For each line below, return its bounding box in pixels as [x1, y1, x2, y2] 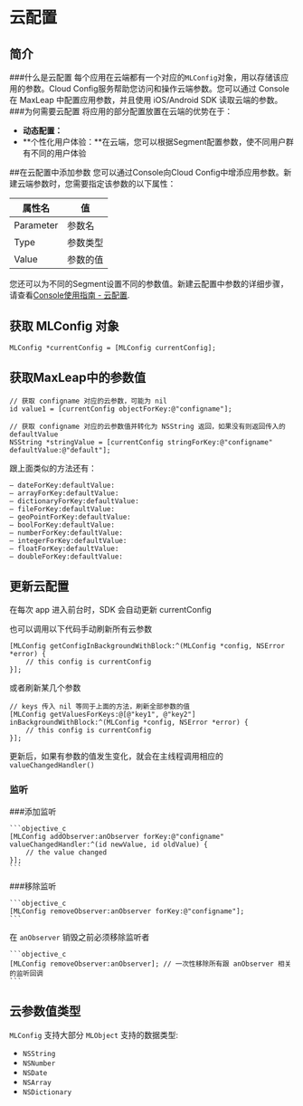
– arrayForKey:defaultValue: [9, 489, 119, 498]
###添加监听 [9, 806, 57, 816]
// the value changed [25, 847, 107, 857]
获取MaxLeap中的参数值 [9, 370, 147, 386]
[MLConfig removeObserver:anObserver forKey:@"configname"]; [9, 906, 245, 916]
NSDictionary [22, 1087, 72, 1097]
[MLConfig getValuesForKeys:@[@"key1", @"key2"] [9, 710, 196, 720]
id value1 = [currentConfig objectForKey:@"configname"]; [9, 404, 232, 414]
